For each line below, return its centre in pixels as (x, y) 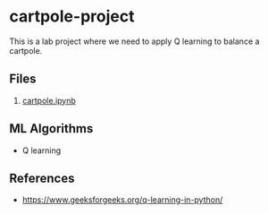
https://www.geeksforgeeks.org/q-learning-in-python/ (122, 200)
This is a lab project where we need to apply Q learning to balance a (134, 41)
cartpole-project (72, 17)
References (42, 178)
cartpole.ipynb (49, 100)
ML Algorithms (51, 128)
